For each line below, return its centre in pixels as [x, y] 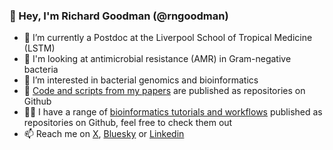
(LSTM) [39, 48]
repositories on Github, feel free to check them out [128, 123]
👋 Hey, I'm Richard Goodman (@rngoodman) [119, 16]
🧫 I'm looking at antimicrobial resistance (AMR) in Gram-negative [157, 59]
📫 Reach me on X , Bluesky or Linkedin [104, 134]
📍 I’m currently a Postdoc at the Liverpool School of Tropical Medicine [168, 38]
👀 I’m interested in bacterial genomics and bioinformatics [141, 80]
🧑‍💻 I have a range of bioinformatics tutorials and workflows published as [173, 112]
